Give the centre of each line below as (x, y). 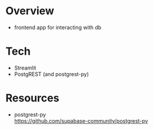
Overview (30, 11)
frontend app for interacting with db (58, 27)
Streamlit (25, 68)
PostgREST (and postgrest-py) (52, 74)
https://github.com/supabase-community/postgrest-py (81, 121)
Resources (33, 98)
